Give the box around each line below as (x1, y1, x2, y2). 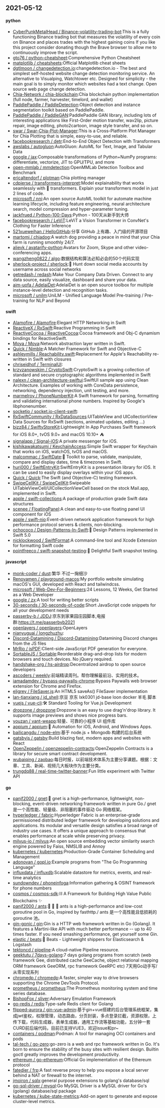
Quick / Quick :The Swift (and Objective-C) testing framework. (12, 474, 137, 480)
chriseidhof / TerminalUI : (12, 361, 63, 367)
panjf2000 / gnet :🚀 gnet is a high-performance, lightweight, (12, 796, 134, 802)
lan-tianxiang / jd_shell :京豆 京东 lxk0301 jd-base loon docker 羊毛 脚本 (12, 694, 157, 700)
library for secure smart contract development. (12, 751, 108, 756)
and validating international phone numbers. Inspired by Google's (12, 398, 145, 404)
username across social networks (12, 266, 82, 272)
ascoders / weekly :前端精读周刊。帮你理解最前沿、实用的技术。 (12, 672, 142, 678)
